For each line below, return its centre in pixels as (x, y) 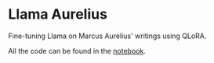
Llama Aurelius (58, 14)
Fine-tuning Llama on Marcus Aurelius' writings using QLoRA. (107, 36)
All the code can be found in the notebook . (77, 51)
